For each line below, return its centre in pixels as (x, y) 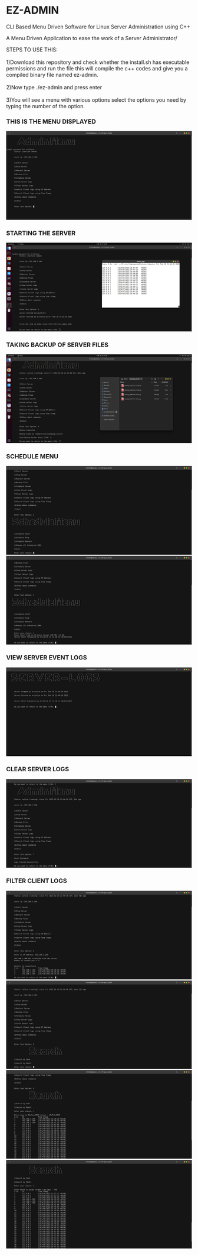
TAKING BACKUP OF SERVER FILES (57, 345)
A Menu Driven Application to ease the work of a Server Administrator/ (92, 38)
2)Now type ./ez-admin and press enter (54, 87)
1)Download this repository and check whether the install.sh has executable (98, 62)
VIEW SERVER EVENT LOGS (47, 658)
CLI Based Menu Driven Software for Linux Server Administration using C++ (98, 27)
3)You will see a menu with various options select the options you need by (96, 100)
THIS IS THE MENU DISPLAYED (51, 121)
